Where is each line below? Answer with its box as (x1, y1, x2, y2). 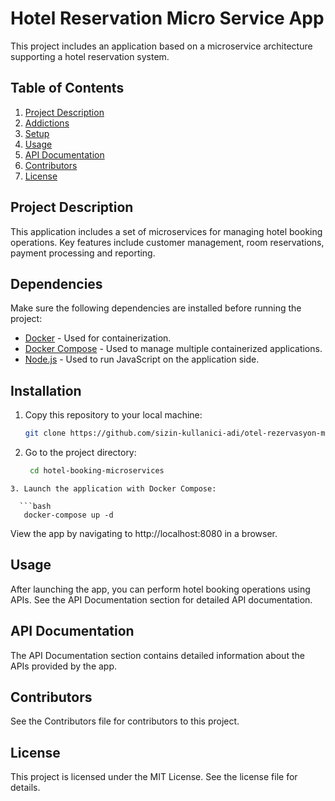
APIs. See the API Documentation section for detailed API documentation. (10, 593, 313, 606)
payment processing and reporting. (10, 247, 156, 259)
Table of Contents (10, 80, 125, 97)
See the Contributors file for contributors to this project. (10, 715, 240, 727)
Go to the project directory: (24, 447, 137, 459)
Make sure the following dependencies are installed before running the (10, 302, 302, 314)
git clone (24, 428, 67, 439)
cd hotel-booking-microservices (29, 466, 165, 476)
